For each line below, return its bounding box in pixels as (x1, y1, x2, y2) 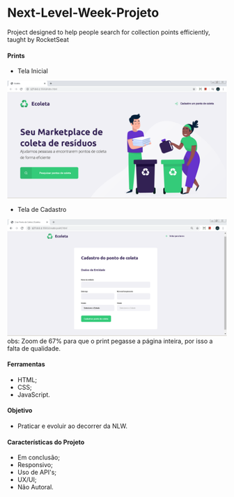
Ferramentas (7, 360, 45, 369)
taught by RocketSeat (7, 35, 70, 43)
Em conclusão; (17, 453, 61, 461)
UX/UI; (17, 475, 37, 484)
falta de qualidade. (7, 344, 61, 353)
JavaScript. (17, 390, 51, 399)
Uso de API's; (17, 468, 57, 477)
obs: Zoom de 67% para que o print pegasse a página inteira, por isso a (7, 337, 213, 345)
